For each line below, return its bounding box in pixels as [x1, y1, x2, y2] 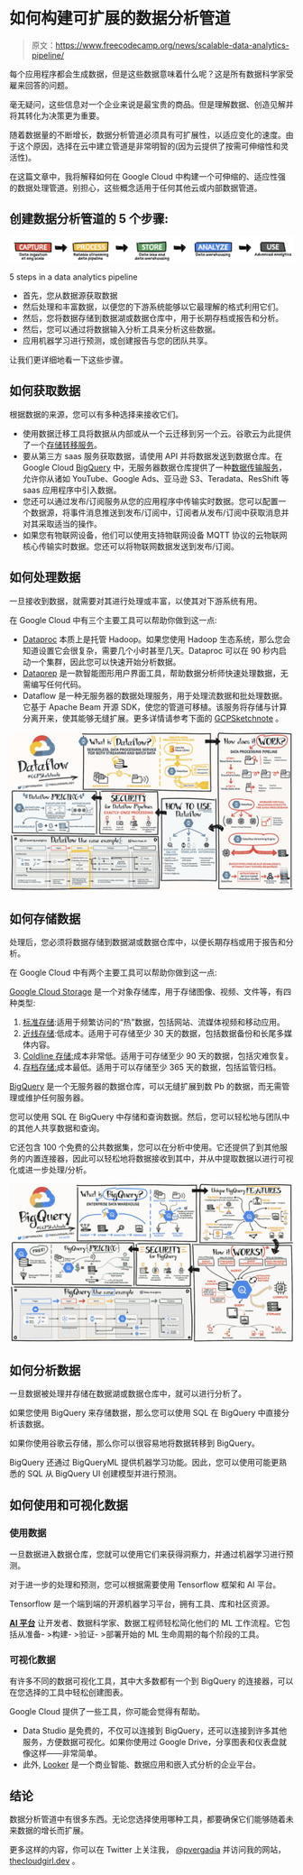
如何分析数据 [9, 1363, 81, 1378]
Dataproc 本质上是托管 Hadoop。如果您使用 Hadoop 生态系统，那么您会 [22, 633, 291, 645]
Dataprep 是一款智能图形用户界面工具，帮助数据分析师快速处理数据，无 [22, 667, 289, 678]
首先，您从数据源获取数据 [22, 290, 118, 301]
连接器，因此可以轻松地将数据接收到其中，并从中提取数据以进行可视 [40, 1153, 294, 1163]
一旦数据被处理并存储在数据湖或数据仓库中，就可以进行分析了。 [9, 1388, 246, 1399]
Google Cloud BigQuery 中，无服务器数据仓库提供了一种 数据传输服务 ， [22, 462, 287, 473]
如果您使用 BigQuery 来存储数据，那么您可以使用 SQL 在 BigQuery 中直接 [9, 1408, 282, 1419]
